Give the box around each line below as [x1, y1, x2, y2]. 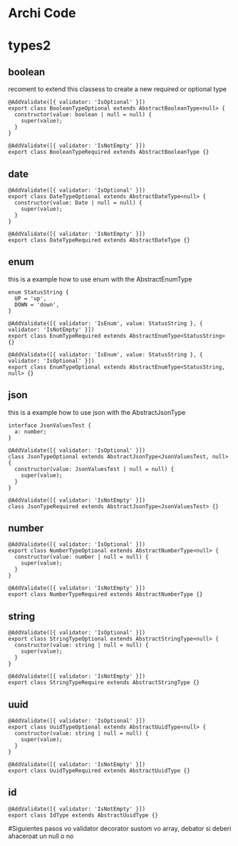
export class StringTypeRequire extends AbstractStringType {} [8, 679, 200, 686]
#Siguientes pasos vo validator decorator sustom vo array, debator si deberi [8, 824, 232, 832]
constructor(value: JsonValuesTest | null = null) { [14, 465, 175, 473]
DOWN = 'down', [14, 301, 60, 308]
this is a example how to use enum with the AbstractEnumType [8, 274, 192, 283]
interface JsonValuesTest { [8, 422, 92, 429]
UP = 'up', [14, 294, 47, 302]
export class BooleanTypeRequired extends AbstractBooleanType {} [8, 148, 209, 156]
